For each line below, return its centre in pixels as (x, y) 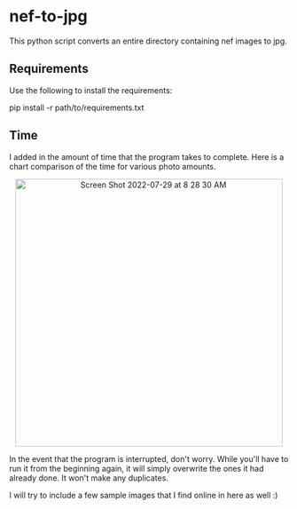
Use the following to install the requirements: (91, 90)
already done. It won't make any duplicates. (89, 478)
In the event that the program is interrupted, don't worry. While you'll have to (149, 458)
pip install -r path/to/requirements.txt (77, 107)
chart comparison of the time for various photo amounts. (113, 166)
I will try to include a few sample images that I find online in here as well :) (144, 495)
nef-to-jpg (48, 16)
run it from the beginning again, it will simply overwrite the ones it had (137, 468)
